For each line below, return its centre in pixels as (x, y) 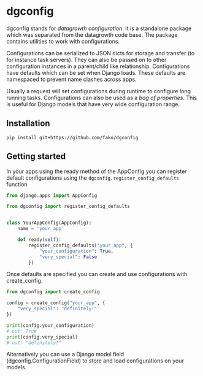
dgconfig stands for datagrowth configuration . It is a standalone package (99, 28)
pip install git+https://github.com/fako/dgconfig (72, 137)
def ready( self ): (40, 240)
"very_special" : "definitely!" (57, 309)
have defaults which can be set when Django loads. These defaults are (96, 72)
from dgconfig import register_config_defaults (68, 207)
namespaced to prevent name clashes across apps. (71, 79)
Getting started (36, 157)
